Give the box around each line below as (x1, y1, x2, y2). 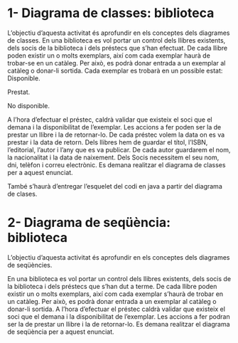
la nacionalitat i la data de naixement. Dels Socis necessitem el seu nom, (7, 153, 220, 162)
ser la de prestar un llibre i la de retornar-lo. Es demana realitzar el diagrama (7, 320, 230, 328)
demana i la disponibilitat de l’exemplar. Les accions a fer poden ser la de (7, 122, 222, 131)
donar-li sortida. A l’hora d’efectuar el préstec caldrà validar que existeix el (7, 305, 226, 313)
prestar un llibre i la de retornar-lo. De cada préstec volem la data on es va (7, 130, 225, 139)
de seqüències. (7, 260, 53, 269)
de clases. (7, 189, 38, 198)
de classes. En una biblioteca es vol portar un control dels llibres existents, (7, 36, 226, 44)
